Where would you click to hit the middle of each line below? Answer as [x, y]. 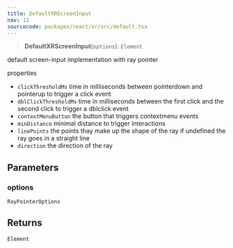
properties [22, 73]
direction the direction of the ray [65, 146]
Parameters [33, 167]
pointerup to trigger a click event [64, 94]
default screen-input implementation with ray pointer [83, 60]
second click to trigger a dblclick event [73, 109]
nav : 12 [18, 20]
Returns [25, 223]
